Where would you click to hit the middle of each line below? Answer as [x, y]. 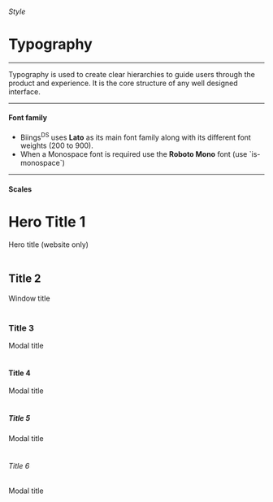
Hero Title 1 [47, 222]
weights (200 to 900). [56, 145]
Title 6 [19, 465]
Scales [20, 189]
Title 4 [19, 373]
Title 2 [25, 279]
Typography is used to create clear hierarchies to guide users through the [132, 74]
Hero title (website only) [49, 245]
